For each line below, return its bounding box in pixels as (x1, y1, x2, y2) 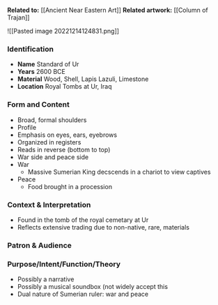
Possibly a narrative (17, 275, 75, 283)
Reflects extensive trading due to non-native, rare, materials (17, 223, 190, 231)
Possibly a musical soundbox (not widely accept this (17, 283, 169, 291)
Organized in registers (17, 137, 81, 146)
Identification (7, 44, 54, 54)
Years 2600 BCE (17, 68, 66, 76)
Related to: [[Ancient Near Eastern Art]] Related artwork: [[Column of (7, 6, 208, 14)
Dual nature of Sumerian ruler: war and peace (17, 290, 148, 299)
